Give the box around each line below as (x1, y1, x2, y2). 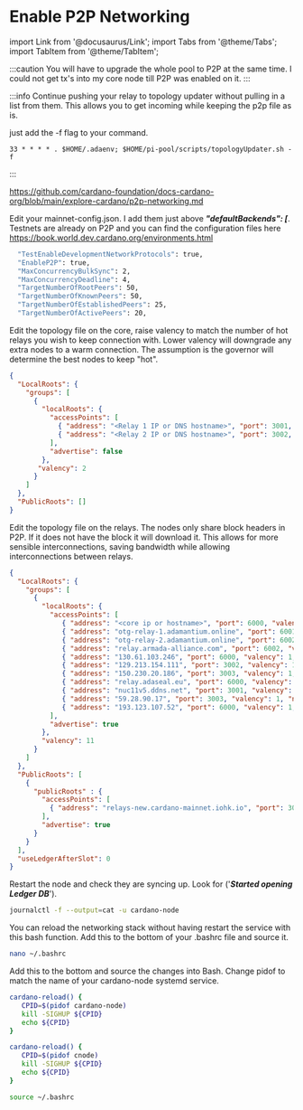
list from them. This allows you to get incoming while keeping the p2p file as (9, 99, 292, 110)
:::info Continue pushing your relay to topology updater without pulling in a (9, 90, 286, 101)
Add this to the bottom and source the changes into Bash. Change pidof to (9, 965, 286, 977)
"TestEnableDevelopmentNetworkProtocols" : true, (17, 249, 204, 259)
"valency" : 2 (37, 464, 87, 473)
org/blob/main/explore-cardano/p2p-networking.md (9, 195, 204, 206)
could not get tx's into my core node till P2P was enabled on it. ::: (9, 72, 251, 83)
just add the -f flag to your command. (9, 127, 149, 137)
